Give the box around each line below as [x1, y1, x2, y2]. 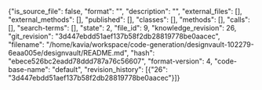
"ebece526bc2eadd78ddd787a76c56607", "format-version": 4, [8, 56, 213, 66]
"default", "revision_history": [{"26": [52, 65, 169, 74]
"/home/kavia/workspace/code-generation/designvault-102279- [45, 40, 255, 49]
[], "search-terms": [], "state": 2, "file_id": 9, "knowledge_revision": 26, [8, 23, 237, 32]
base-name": [8, 65, 51, 74]
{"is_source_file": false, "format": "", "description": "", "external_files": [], [8, 7, 242, 16]
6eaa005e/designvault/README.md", [8, 49, 129, 57]
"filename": [8, 40, 45, 49]
